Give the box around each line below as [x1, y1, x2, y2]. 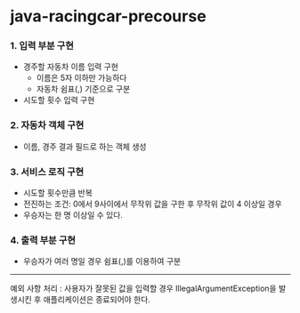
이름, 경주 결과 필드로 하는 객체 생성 [22, 140, 147, 152]
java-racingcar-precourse [10, 6, 207, 27]
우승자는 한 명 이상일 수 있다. [22, 210, 124, 221]
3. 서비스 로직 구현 [10, 165, 85, 178]
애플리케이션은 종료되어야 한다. [43, 294, 150, 305]
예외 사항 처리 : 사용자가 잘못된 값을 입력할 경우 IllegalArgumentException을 [10, 283, 277, 294]
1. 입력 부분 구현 [10, 40, 74, 52]
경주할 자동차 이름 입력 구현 [22, 61, 119, 72]
